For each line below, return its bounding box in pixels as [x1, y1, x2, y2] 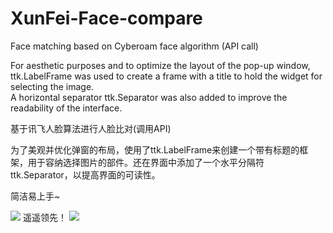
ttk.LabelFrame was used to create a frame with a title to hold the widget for [10, 70, 323, 82]
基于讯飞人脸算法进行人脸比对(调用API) [10, 122, 172, 134]
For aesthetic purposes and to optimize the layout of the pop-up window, [10, 59, 311, 71]
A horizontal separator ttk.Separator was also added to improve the [10, 91, 288, 103]
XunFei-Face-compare [10, 7, 203, 30]
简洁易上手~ [10, 190, 61, 202]
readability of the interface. [10, 102, 123, 114]
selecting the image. [10, 80, 95, 92]
